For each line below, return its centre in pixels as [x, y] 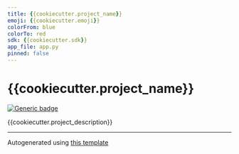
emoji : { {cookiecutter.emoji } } [54, 21]
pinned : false [28, 54]
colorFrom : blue [31, 27]
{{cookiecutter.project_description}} [60, 122]
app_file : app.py [33, 47]
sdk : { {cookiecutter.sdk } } [47, 40]
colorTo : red [27, 34]
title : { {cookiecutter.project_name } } [65, 14]
